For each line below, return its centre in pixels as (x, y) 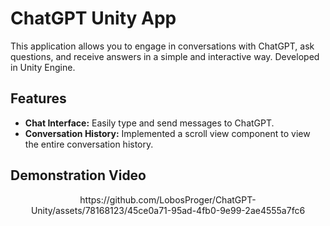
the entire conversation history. (89, 144)
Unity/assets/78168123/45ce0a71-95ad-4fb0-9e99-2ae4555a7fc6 (168, 210)
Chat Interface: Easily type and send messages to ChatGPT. (149, 123)
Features (38, 98)
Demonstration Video (78, 175)
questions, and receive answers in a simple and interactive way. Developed (165, 56)
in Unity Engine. (43, 67)
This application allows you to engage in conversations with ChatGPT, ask (162, 46)
